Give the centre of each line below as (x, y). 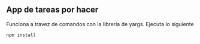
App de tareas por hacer (52, 10)
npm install (21, 35)
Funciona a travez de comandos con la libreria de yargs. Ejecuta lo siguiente (100, 24)
